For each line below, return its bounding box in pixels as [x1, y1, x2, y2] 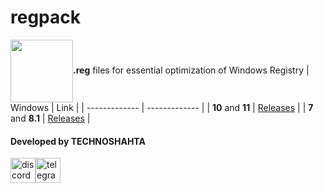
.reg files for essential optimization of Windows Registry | [73, 64, 310, 76]
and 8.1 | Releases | [10, 112, 91, 124]
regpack [10, 6, 81, 29]
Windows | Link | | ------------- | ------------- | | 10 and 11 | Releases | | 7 [10, 101, 314, 113]
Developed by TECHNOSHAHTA [10, 135, 146, 147]
